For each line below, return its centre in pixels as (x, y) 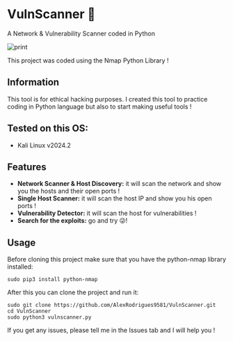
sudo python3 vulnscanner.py (49, 317)
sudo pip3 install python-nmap (53, 280)
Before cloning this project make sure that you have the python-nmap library (117, 260)
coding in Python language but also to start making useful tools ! (99, 106)
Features (27, 167)
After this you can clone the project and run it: (73, 292)
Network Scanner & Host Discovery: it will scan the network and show (119, 184)
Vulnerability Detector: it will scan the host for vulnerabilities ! (107, 213)
